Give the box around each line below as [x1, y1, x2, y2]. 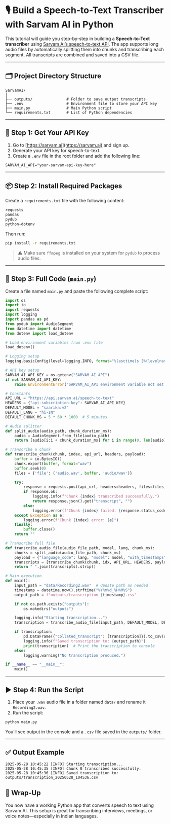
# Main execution [5, 574, 42, 579]
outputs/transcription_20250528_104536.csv [5, 775, 99, 780]
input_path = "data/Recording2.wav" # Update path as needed [14, 583, 148, 588]
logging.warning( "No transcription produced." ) [23, 653, 125, 658]
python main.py [5, 720, 37, 725]
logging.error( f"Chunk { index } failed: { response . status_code [32, 508, 166, 513]
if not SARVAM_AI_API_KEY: [5, 377, 62, 382]
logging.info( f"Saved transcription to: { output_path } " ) [23, 638, 146, 643]
